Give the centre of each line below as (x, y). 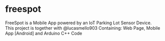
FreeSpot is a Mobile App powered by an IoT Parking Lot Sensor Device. (79, 23)
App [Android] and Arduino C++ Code (44, 33)
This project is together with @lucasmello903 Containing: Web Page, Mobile (83, 28)
